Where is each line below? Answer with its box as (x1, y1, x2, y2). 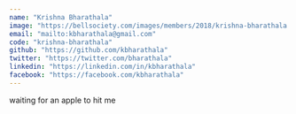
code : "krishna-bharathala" (9, 37, 113, 47)
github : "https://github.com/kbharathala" (9, 46, 168, 55)
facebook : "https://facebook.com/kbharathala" (9, 71, 184, 80)
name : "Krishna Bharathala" (9, 12, 113, 22)
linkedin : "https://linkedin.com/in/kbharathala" (9, 63, 197, 72)
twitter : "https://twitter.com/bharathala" (9, 54, 173, 63)
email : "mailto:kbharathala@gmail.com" (9, 29, 157, 38)
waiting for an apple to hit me (9, 95, 116, 105)
